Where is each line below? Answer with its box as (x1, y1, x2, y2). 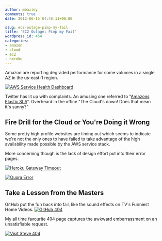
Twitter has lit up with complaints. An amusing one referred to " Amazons (5, 94, 150, 99)
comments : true (5, 12, 36, 16)
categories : (5, 38, 29, 44)
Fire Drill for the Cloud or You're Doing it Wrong (5, 118, 150, 126)
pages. (5, 156, 19, 161)
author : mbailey (5, 7, 38, 12)
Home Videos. (5, 207, 33, 212)
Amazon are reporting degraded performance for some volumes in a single (5, 70, 155, 76)
